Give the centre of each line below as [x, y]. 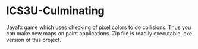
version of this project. [34, 40]
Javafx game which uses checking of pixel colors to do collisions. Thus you [99, 27]
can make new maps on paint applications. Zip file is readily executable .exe [99, 33]
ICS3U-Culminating [56, 11]
